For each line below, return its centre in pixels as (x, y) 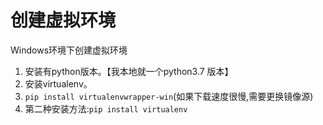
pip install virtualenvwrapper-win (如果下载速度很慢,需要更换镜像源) (169, 96)
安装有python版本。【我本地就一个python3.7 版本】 (129, 71)
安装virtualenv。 (58, 83)
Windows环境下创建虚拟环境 (69, 50)
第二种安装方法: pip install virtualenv (106, 108)
